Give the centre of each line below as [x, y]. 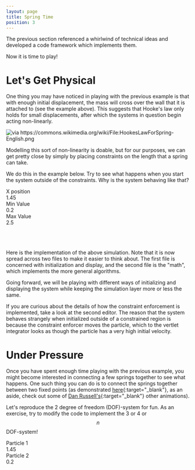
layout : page [22, 11]
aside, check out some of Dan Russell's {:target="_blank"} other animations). [98, 396]
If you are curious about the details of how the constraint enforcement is [93, 306]
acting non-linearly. [29, 121]
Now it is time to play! [32, 57]
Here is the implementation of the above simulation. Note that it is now [90, 253]
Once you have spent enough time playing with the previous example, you [95, 371]
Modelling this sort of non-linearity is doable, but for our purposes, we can [96, 150]
